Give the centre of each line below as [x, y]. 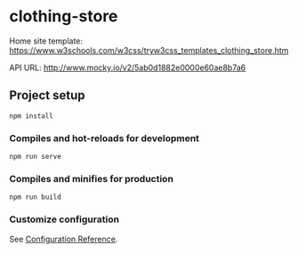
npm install [31, 116]
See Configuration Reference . [64, 239]
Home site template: [46, 41]
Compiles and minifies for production [91, 178]
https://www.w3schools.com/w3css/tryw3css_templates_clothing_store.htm [149, 50]
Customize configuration [64, 219]
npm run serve [36, 157]
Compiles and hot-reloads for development [105, 138]
